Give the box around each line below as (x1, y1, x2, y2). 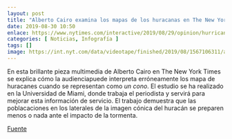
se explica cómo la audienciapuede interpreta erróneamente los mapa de (7, 74, 215, 83)
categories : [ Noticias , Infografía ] (7, 36, 119, 43)
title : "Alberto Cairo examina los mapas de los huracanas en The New (7, 17, 215, 23)
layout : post (7, 10, 45, 17)
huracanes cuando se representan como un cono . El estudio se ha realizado (7, 82, 224, 90)
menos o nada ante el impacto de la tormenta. (7, 111, 138, 119)
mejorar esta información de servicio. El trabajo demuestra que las (7, 96, 197, 105)
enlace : (7, 29, 30, 36)
